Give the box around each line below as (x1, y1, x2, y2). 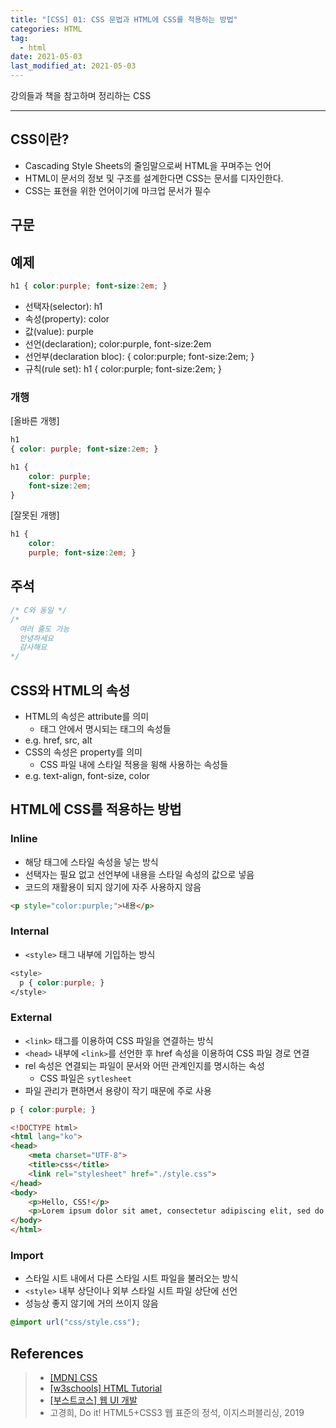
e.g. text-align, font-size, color (24, 769, 151, 781)
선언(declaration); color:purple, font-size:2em (24, 337, 212, 350)
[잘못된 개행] (10, 509, 60, 521)
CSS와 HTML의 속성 (10, 682, 131, 699)
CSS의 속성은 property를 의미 (24, 746, 143, 758)
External (10, 1011, 53, 1025)
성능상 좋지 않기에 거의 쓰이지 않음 (24, 1297, 159, 1310)
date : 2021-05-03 (10, 52, 83, 62)
